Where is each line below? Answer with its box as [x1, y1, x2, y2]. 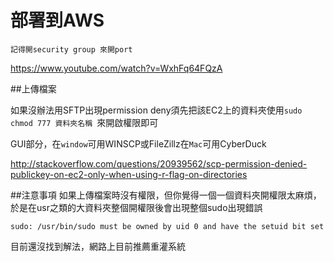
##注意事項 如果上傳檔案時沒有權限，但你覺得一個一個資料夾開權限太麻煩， [10, 189, 322, 201]
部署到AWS [10, 9, 105, 32]
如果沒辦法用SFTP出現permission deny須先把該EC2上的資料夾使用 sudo [10, 104, 303, 116]
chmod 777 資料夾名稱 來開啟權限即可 [10, 116, 159, 128]
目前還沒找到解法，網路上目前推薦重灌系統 [10, 240, 186, 252]
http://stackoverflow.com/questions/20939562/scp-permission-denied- [10, 157, 308, 170]
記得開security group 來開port [10, 44, 133, 55]
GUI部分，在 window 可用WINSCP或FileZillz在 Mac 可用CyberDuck [10, 137, 267, 150]
